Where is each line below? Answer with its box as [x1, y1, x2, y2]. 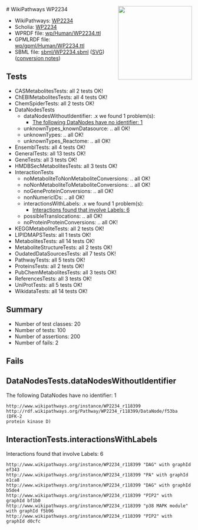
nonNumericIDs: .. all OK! [23, 194, 85, 201]
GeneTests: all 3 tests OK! [14, 156, 78, 163]
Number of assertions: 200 [14, 333, 81, 340]
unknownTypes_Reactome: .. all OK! [23, 137, 111, 144]
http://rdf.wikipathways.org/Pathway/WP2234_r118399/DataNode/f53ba [6, 408, 178, 414]
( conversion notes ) [14, 55, 61, 61]
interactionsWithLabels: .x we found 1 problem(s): [23, 200, 144, 207]
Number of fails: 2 [14, 339, 59, 346]
